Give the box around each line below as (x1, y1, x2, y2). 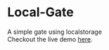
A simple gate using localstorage (7, 27, 102, 36)
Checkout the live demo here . (7, 35, 93, 43)
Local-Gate (7, 4, 74, 20)
